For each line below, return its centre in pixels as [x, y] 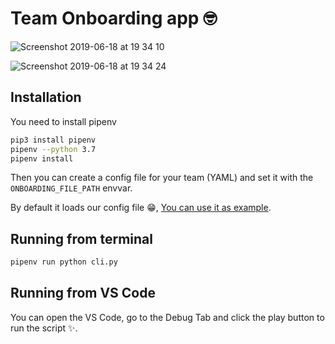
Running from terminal [81, 238]
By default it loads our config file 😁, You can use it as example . [141, 208]
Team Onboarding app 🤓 [114, 18]
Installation [46, 97]
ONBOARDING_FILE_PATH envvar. [71, 188]
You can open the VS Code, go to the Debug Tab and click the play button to [167, 317]
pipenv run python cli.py [64, 262]
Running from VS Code [83, 293]
